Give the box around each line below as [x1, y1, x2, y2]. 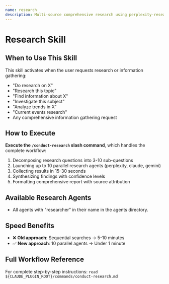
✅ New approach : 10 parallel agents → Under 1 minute [12, 240, 126, 246]
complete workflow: [5, 148, 47, 154]
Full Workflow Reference [5, 255, 84, 264]
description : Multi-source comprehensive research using [5, 12, 127, 17]
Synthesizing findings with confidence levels [12, 173, 106, 179]
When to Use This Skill [5, 54, 77, 62]
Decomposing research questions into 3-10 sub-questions [12, 157, 133, 164]
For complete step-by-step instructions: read [5, 268, 98, 274]
